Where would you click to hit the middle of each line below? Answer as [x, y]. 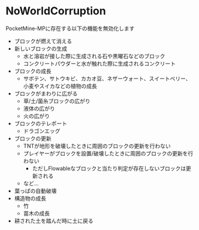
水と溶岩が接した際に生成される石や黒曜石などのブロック [94, 56]
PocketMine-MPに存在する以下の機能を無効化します [70, 28]
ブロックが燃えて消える [43, 41]
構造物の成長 [30, 198]
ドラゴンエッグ [42, 131]
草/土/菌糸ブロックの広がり [57, 101]
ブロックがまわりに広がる [46, 93]
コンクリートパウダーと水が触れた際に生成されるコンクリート [99, 63]
